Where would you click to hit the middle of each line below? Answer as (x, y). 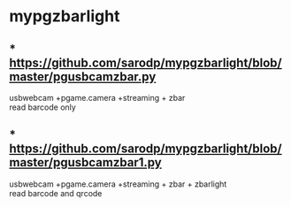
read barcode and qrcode (56, 193)
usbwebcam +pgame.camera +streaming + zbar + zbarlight (118, 184)
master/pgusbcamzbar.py (83, 77)
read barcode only (43, 107)
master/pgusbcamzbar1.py (85, 162)
